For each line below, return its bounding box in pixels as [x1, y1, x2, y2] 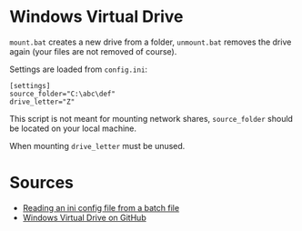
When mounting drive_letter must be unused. [9, 140, 186, 151]
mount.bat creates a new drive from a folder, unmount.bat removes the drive [9, 36, 292, 47]
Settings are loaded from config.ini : [9, 64, 148, 75]
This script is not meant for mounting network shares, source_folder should [9, 113, 294, 124]
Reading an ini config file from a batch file [22, 202, 180, 213]
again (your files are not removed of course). [9, 45, 177, 56]
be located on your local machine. [9, 123, 137, 134]
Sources [9, 173, 75, 193]
